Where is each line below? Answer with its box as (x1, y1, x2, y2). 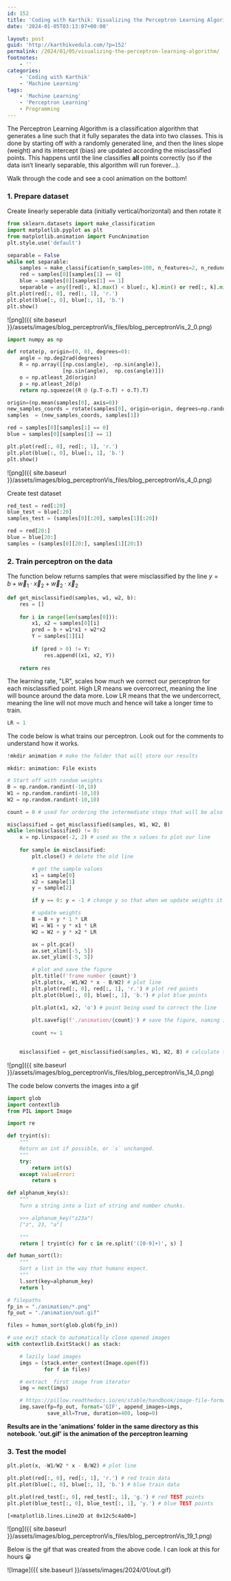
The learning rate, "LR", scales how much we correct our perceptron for (7, 677, 211, 685)
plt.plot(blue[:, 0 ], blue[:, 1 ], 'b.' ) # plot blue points (32, 991, 208, 999)
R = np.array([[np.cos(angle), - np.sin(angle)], (19, 362, 162, 368)
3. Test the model (7, 1446, 67, 1456)
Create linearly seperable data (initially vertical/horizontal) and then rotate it (7, 207, 221, 215)
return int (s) (32, 1164, 72, 1171)
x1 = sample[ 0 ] (32, 872, 76, 878)
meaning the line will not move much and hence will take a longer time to (7, 699, 213, 707)
